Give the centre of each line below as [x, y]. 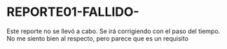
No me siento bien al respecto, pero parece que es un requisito [97, 38]
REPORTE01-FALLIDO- [73, 12]
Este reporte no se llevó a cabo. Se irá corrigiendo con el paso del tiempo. [113, 31]
